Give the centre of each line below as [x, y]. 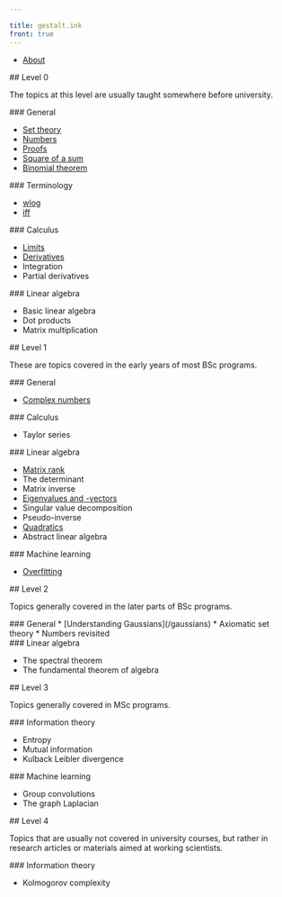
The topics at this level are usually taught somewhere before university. [141, 95]
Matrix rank [44, 469]
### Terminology [41, 185]
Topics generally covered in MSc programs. [90, 704]
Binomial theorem [55, 168]
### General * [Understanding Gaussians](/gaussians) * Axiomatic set [139, 623]
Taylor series [46, 434]
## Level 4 [29, 820]
